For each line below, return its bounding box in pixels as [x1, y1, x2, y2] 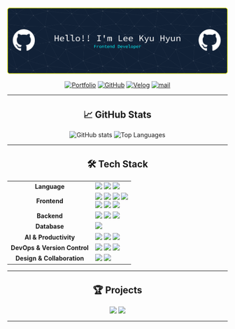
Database [35, 222, 64, 231]
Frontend [36, 197, 64, 205]
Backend [36, 211, 63, 220]
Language [34, 182, 65, 190]
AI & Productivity [24, 232, 76, 241]
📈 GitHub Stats [83, 108, 152, 120]
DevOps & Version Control [10, 243, 89, 252]
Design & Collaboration [15, 254, 85, 262]
